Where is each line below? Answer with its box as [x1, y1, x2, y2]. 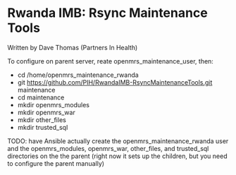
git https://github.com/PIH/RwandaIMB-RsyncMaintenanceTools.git [17, 78, 213, 86]
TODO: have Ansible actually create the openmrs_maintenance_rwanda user [7, 136, 229, 145]
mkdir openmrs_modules [17, 100, 90, 109]
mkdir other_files [17, 115, 67, 124]
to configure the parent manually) [7, 159, 104, 167]
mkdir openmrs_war [17, 108, 75, 116]
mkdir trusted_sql [17, 123, 68, 131]
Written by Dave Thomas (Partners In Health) [7, 43, 138, 52]
